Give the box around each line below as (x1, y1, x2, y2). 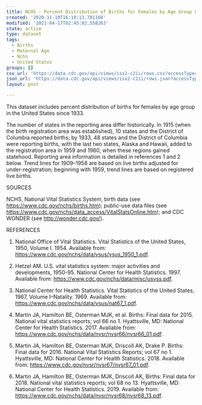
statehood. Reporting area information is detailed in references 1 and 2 (6, 153, 181, 160)
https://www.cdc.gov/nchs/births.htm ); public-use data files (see (6, 202, 167, 209)
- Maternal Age (11, 48, 50, 54)
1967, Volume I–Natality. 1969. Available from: (14, 293, 127, 300)
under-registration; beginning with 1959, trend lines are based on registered (6, 166, 194, 173)
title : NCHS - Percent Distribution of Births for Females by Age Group (6, 8, 192, 15)
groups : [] (6, 64, 34, 71)
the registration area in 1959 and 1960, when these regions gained (6, 147, 170, 154)
